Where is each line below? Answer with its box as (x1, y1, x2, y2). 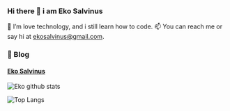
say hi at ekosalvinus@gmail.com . (7, 33, 105, 41)
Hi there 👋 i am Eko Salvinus (7, 6, 103, 16)
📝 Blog (7, 50, 30, 60)
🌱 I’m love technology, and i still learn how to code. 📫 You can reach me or (7, 22, 223, 31)
